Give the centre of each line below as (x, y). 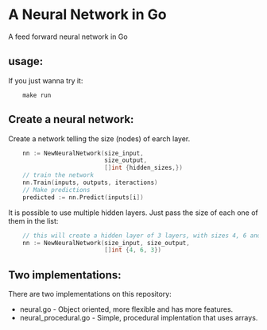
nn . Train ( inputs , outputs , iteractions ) (90, 183)
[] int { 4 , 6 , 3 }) (133, 250)
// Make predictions (56, 190)
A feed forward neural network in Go (68, 36)
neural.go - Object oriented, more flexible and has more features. (126, 309)
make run (37, 95)
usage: (26, 61)
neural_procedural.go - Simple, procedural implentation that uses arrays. (139, 318)
